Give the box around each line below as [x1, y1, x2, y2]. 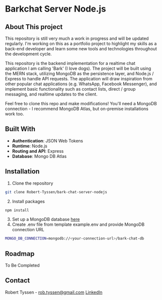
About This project [5, 23, 63, 31]
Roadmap [5, 250, 35, 258]
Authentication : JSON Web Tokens [12, 138, 83, 143]
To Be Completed [5, 263, 40, 268]
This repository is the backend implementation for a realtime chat [5, 61, 136, 66]
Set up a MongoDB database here [12, 217, 80, 222]
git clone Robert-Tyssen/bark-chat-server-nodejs [5, 189, 108, 194]
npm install [5, 207, 29, 213]
